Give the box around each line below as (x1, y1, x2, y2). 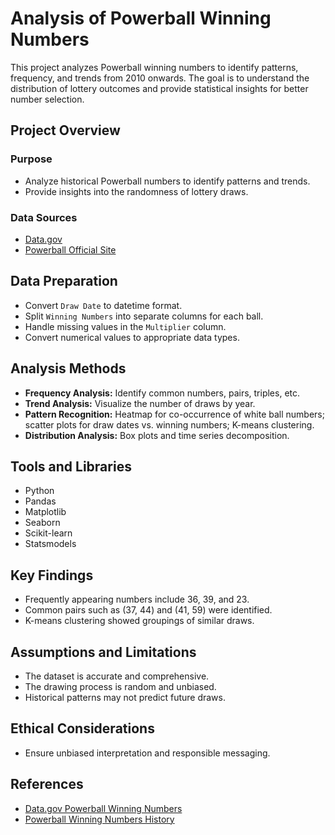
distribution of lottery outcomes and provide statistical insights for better (10, 82, 309, 94)
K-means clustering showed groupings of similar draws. (24, 615, 255, 627)
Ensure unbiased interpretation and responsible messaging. (24, 747, 271, 759)
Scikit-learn (24, 527, 73, 539)
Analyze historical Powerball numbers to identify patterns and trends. (24, 175, 311, 187)
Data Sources (10, 210, 78, 224)
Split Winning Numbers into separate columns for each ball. (24, 310, 264, 322)
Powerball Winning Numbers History (24, 813, 175, 825)
